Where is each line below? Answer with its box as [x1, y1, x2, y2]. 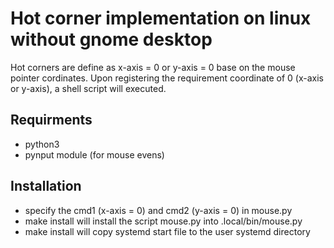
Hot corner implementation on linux [10, 7, 312, 30]
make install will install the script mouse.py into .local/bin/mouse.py [24, 215, 303, 227]
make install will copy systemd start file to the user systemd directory [24, 225, 311, 237]
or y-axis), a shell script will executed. [10, 82, 167, 94]
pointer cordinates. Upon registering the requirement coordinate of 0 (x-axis [10, 72, 325, 84]
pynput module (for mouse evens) [24, 148, 165, 161]
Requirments [10, 112, 93, 129]
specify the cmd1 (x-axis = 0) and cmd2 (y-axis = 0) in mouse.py [24, 204, 293, 216]
